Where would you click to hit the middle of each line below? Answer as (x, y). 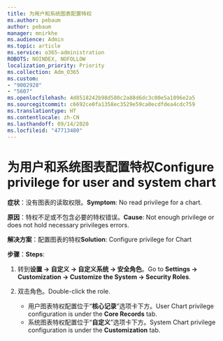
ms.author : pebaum (34, 20)
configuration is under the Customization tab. (94, 330)
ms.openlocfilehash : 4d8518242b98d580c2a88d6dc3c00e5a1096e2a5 (101, 98)
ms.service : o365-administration (56, 53)
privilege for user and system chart (112, 182)
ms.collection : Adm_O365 (43, 72)
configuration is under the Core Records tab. (92, 314)
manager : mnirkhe (33, 33)
